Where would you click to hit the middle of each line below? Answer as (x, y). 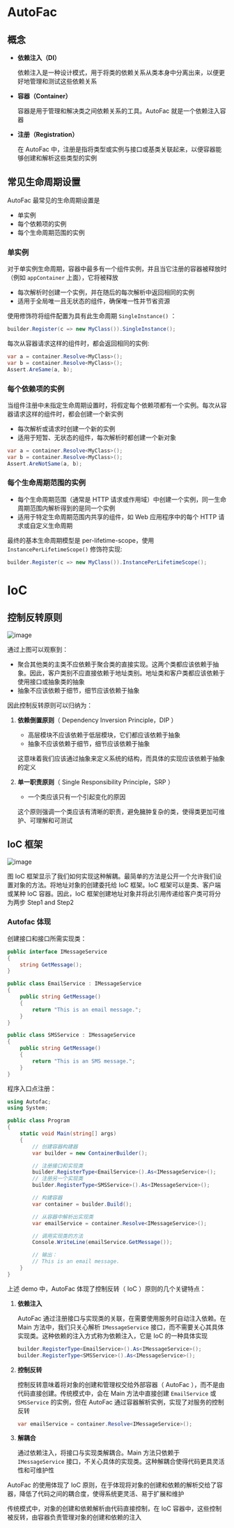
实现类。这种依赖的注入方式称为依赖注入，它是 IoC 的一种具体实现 (112, 1335)
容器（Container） (44, 96)
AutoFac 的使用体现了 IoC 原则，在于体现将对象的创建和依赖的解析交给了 (112, 1485)
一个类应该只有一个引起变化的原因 (77, 797)
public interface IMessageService (57, 952)
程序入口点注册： (32, 1088)
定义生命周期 (54, 525)
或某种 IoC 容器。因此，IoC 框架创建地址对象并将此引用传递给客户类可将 (111, 893)
